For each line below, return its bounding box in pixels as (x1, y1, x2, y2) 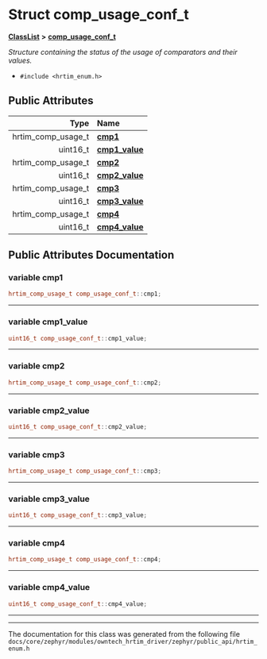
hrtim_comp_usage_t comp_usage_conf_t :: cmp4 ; (8, 556, 161, 564)
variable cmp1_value (8, 316, 88, 327)
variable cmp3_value (8, 493, 90, 504)
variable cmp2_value (8, 405, 90, 416)
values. (8, 56, 33, 65)
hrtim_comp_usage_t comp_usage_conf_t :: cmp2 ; (8, 379, 161, 387)
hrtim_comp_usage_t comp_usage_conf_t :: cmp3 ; (8, 467, 161, 476)
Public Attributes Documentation (8, 249, 175, 262)
